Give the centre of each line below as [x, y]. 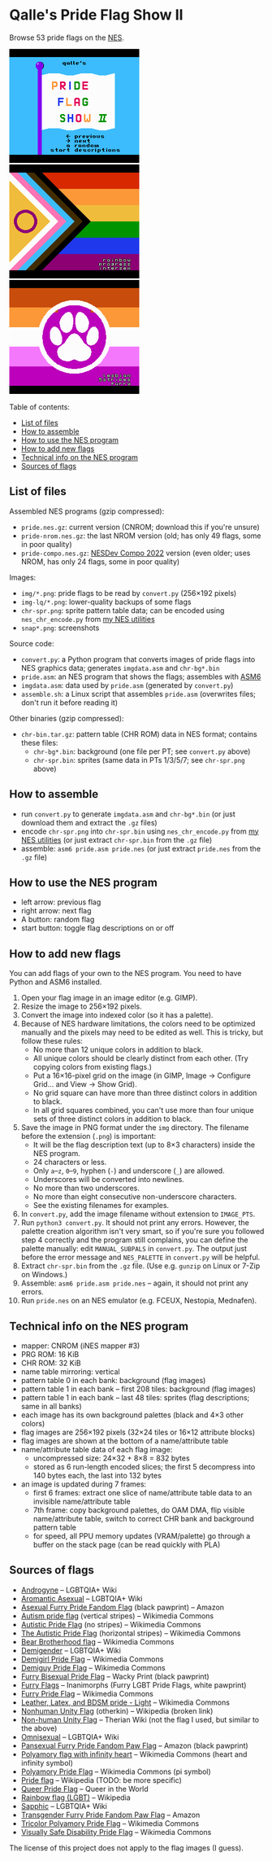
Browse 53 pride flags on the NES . [67, 37]
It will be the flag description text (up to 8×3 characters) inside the [144, 1145]
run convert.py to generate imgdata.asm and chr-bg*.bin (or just [128, 814]
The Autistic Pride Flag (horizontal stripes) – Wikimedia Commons [131, 1633]
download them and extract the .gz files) [89, 822]
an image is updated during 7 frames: [84, 1484]
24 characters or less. [70, 1163]
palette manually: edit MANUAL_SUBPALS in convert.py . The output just [134, 1249]
